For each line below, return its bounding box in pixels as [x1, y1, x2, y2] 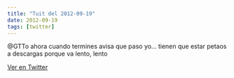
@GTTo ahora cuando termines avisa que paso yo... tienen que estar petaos [7, 42, 227, 51]
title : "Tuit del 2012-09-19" [7, 10, 96, 17]
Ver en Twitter [7, 63, 48, 72]
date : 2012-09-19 [7, 17, 58, 24]
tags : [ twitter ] [7, 23, 55, 30]
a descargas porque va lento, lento [7, 49, 108, 58]
